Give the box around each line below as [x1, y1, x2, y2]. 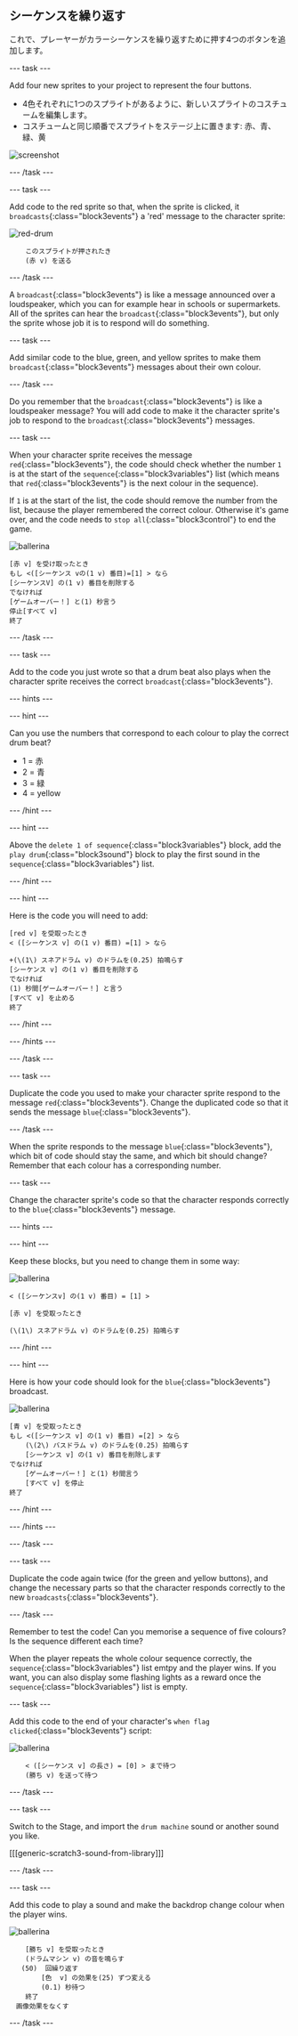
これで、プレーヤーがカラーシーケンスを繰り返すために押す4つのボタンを [9, 34, 278, 45]
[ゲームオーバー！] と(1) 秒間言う [25, 1469, 140, 1478]
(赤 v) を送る [25, 256, 72, 265]
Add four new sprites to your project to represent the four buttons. [9, 79, 252, 91]
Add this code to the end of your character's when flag [9, 1716, 211, 1726]
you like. [9, 1830, 40, 1841]
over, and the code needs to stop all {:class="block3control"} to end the [9, 514, 277, 524]
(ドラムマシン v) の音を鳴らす [25, 1954, 125, 1963]
